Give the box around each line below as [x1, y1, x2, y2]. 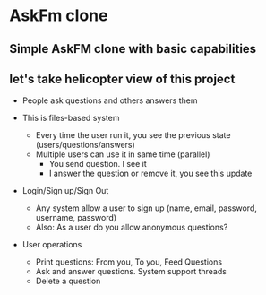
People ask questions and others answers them [21, 95, 198, 106]
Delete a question [35, 275, 101, 287]
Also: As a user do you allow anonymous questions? [35, 221, 228, 233]
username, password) [35, 213, 117, 223]
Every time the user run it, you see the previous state [35, 130, 231, 141]
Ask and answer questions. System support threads [35, 266, 227, 277]
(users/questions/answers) [35, 140, 136, 151]
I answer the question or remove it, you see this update [48, 168, 253, 179]
